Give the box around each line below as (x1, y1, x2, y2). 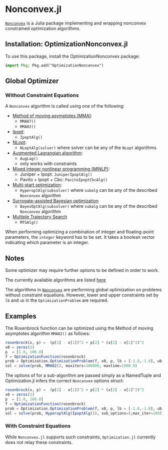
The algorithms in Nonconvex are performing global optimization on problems (5, 287, 162, 293)
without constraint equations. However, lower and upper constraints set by (5, 292, 159, 298)
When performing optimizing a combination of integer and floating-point (5, 229, 154, 235)
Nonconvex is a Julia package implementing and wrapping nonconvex (5, 20, 146, 26)
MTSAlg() (19, 220, 38, 225)
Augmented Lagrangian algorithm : (12, 150, 83, 156)
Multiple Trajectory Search (12, 214, 67, 220)
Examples (5, 312, 36, 320)
